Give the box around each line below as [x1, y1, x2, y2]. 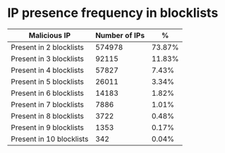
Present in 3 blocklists [11, 54, 85, 63]
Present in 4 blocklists [11, 65, 85, 75]
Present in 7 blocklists [11, 99, 85, 109]
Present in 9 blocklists [11, 122, 85, 132]
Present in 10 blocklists [11, 134, 89, 144]
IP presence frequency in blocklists [7, 5, 219, 21]
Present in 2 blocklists [11, 42, 85, 52]
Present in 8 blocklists [11, 111, 85, 121]
